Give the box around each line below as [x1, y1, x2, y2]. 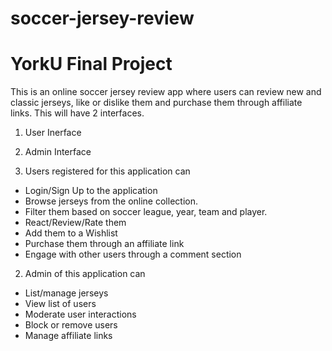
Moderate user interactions [24, 308, 137, 321]
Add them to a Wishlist [24, 227, 118, 239]
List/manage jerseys [24, 287, 109, 299]
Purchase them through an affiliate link [24, 238, 185, 250]
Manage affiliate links [24, 330, 113, 342]
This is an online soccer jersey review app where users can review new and [10, 86, 322, 98]
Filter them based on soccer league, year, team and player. [24, 206, 268, 218]
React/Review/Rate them [24, 217, 127, 229]
